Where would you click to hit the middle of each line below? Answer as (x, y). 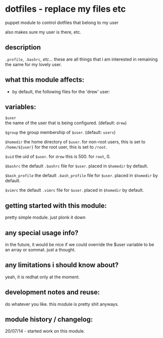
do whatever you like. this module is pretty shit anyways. (62, 304)
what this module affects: (45, 80)
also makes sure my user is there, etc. (43, 32)
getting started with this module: (56, 206)
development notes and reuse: (52, 292)
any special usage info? (42, 233)
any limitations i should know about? (62, 265)
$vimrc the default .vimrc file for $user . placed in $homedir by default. (74, 190)
